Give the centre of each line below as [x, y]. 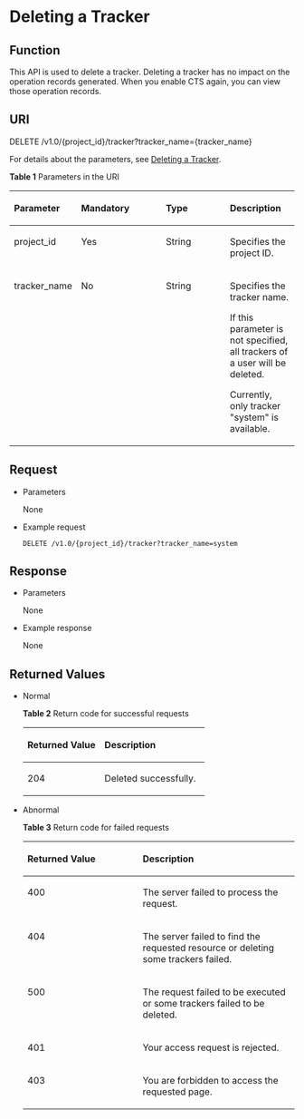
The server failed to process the [210, 892]
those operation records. [56, 91]
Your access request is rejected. [211, 1047]
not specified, [259, 340]
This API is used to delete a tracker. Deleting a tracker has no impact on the [150, 72]
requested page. [177, 1092]
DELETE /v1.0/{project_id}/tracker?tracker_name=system [130, 543]
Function [35, 50]
